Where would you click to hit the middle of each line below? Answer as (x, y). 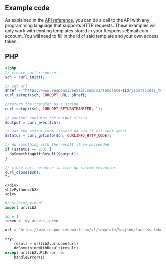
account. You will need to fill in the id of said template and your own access (82, 36)
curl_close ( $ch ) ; (23, 172)
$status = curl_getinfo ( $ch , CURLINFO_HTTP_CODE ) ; (58, 136)
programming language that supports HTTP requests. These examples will (81, 25)
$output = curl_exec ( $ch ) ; (33, 122)
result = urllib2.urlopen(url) (46, 243)
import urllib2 (21, 208)
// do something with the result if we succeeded (57, 145)
